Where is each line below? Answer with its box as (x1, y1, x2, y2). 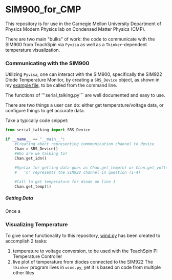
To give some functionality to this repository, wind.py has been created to (5, 232, 161, 239)
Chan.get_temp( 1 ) (14, 184, 52, 189)
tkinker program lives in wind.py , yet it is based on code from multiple (12, 264, 161, 270)
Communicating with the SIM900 (5, 59, 90, 67)
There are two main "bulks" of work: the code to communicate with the (5, 36, 155, 42)
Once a (5, 208, 20, 214)
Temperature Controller (12, 253, 62, 259)
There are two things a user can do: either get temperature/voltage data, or (5, 102, 164, 108)
